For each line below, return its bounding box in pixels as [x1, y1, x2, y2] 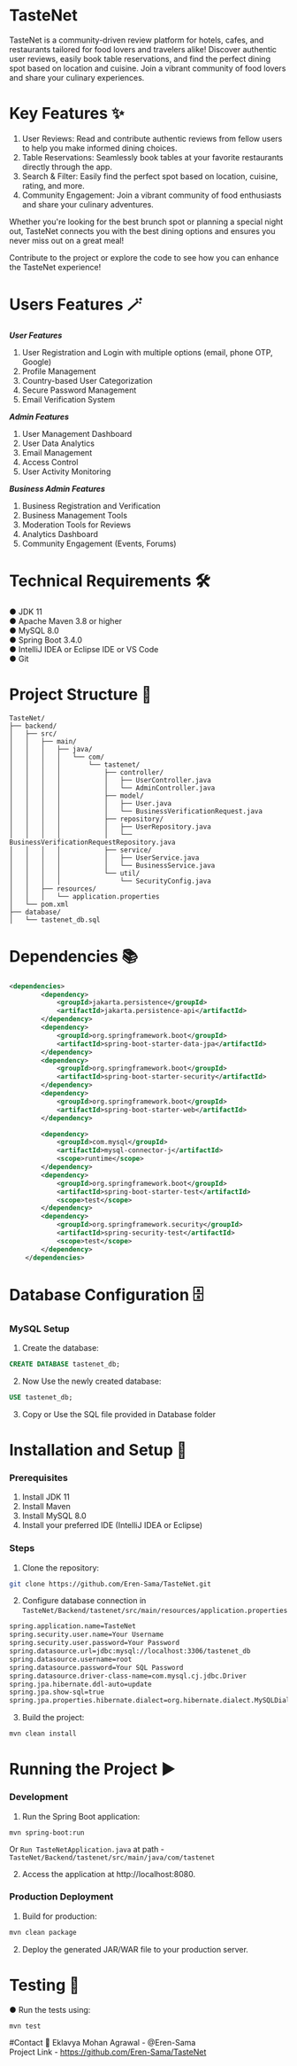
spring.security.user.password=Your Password [9, 1639, 179, 1648]
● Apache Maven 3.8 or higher [9, 615, 122, 626]
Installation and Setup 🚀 [9, 1439, 187, 1460]
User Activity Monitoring [21, 466, 111, 477]
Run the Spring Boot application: [21, 1811, 141, 1821]
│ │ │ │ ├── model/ [9, 791, 144, 800]
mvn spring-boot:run [9, 1828, 86, 1837]
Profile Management [21, 365, 96, 377]
